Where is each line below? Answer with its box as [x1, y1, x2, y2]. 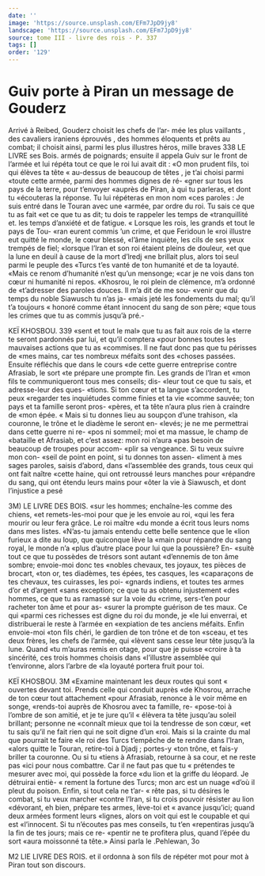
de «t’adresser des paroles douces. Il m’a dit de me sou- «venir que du [8, 285, 238, 295]
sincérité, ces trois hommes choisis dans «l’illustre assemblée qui [8, 653, 221, 662]
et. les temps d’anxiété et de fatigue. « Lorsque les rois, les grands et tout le [8, 218, 256, 227]
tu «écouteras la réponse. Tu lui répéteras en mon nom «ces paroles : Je [8, 192, 244, 202]
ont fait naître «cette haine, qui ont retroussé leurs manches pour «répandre [8, 469, 256, 478]
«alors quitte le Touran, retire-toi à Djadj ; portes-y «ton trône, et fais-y [8, 744, 239, 753]
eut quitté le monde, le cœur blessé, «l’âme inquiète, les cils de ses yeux [8, 234, 244, 244]
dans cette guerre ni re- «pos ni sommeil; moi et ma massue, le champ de [8, 427, 248, 436]
